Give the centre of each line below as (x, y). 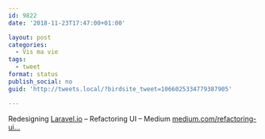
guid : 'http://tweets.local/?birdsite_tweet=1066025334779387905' (120, 89)
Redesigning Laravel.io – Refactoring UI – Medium (89, 118)
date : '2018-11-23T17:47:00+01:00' (67, 23)
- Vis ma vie (37, 52)
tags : (17, 60)
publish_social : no (40, 81)
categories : (28, 44)
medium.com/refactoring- (214, 118)
